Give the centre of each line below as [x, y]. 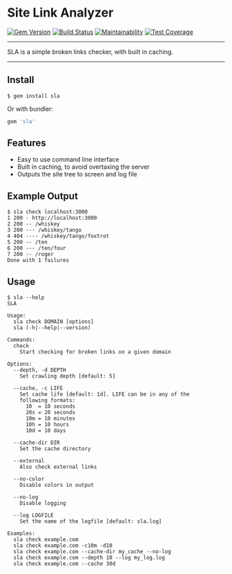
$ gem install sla [33, 96]
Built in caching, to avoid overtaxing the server [83, 167]
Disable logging [43, 503]
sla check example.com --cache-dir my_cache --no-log [92, 552]
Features [27, 143]
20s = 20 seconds [50, 413]
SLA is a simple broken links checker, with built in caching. [90, 52]
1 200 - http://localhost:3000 [52, 218]
